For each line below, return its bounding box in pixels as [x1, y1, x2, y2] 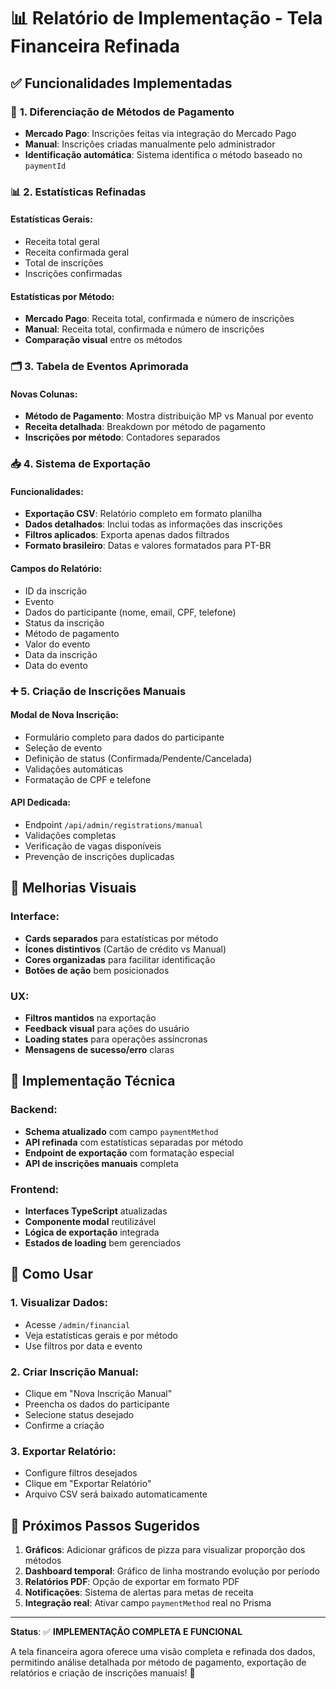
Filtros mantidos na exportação [24, 1011, 157, 1024]
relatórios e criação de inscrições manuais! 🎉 [10, 1667, 196, 1679]
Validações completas [24, 829, 117, 841]
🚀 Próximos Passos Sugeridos [10, 1517, 201, 1534]
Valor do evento [24, 638, 91, 650]
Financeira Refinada [10, 35, 181, 58]
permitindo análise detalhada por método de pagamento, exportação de [10, 1656, 307, 1669]
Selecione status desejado [24, 1408, 135, 1420]
